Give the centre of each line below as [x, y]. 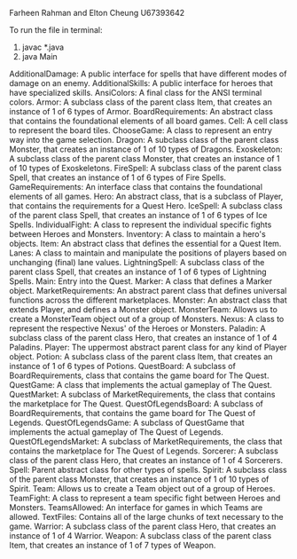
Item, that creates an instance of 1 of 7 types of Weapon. [113, 545]
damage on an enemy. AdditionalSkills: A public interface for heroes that [141, 83]
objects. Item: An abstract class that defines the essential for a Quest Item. [145, 244]
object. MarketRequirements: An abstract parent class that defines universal [148, 291]
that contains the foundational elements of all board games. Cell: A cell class [149, 121]
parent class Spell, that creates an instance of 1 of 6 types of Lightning [138, 272]
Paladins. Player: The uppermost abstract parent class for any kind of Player [148, 347]
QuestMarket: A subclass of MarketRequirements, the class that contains [142, 394]
